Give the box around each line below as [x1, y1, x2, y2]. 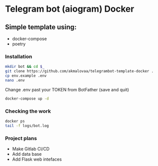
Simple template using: [5, 23, 77, 31]
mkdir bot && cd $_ [5, 64, 45, 69]
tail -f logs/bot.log [5, 123, 49, 128]
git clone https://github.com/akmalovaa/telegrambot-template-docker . [5, 69, 154, 74]
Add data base [12, 151, 42, 157]
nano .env [5, 78, 25, 83]
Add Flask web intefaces [12, 156, 62, 162]
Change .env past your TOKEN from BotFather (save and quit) [5, 86, 129, 92]
